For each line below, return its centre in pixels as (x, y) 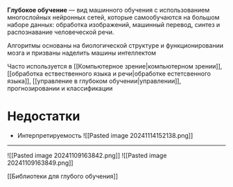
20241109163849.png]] (41, 163)
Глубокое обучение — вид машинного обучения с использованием (109, 10)
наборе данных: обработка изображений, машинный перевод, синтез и (114, 25)
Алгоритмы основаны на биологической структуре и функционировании (115, 45)
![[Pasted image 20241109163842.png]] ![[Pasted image (87, 155)
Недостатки (44, 116)
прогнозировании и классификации (60, 88)
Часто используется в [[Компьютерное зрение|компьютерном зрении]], (115, 66)
